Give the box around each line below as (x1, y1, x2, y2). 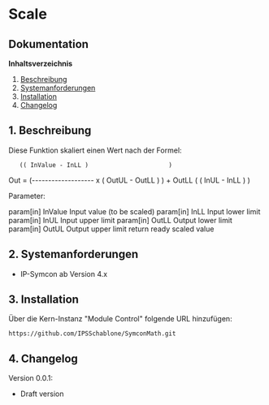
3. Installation (8, 293, 80, 307)
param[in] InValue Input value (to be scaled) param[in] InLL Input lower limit (8, 206, 261, 216)
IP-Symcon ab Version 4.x (20, 269, 108, 278)
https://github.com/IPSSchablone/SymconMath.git (8, 330, 176, 338)
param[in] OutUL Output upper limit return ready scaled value (8, 224, 215, 234)
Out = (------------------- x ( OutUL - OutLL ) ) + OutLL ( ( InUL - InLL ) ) (8, 175, 250, 185)
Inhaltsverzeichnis (8, 58, 73, 68)
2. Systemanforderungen (8, 248, 139, 261)
